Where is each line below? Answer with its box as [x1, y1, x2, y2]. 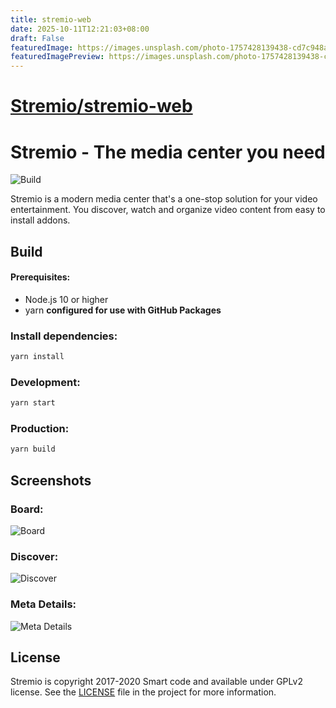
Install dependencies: [10, 329, 118, 343]
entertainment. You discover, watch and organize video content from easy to [10, 204, 326, 216]
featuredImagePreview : [10, 52, 105, 62]
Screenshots [10, 472, 92, 489]
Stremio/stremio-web [10, 95, 193, 118]
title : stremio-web [10, 14, 92, 25]
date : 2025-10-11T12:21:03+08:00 [10, 24, 150, 34]
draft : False [10, 33, 65, 43]
